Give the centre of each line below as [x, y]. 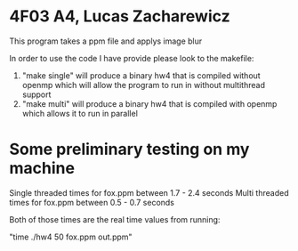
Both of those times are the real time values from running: [115, 219]
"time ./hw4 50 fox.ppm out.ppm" [71, 237]
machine [42, 169]
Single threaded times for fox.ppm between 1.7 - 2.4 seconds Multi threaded [149, 192]
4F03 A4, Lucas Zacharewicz [120, 16]
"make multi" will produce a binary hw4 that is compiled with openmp [149, 103]
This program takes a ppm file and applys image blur [106, 41]
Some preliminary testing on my [129, 150]
